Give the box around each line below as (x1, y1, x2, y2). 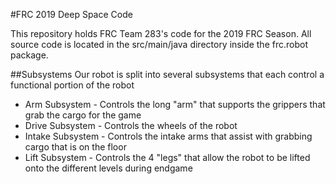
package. (10, 49, 49, 61)
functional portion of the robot (10, 79, 135, 91)
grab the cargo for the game (24, 109, 142, 121)
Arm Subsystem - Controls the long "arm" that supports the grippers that (24, 99, 326, 110)
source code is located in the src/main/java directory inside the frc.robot (10, 39, 308, 50)
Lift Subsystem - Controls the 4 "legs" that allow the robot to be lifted (24, 152, 311, 163)
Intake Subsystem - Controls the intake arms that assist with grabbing (24, 130, 313, 142)
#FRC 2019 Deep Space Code (10, 9, 133, 20)
